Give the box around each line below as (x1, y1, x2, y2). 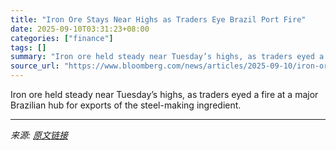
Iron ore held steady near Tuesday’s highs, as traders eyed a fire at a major (10, 89, 319, 100)
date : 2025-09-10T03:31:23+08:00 (10, 24, 150, 34)
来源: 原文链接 (10, 129, 68, 141)
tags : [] (10, 42, 47, 53)
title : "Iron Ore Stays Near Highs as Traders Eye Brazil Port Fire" (10, 14, 307, 25)
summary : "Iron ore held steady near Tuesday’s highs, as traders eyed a (10, 52, 325, 62)
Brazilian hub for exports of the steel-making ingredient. (10, 99, 242, 111)
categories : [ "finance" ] (10, 33, 114, 43)
